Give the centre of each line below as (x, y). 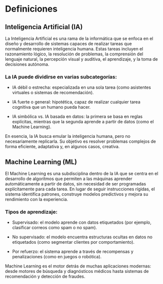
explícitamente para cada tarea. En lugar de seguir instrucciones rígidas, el (80, 189)
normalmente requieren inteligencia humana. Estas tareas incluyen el (74, 49)
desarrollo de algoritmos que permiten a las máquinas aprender (69, 179)
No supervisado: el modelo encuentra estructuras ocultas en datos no (82, 237)
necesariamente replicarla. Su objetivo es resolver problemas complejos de (81, 141)
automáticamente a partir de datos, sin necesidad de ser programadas (76, 184)
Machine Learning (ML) (41, 162)
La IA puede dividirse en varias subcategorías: (61, 77)
